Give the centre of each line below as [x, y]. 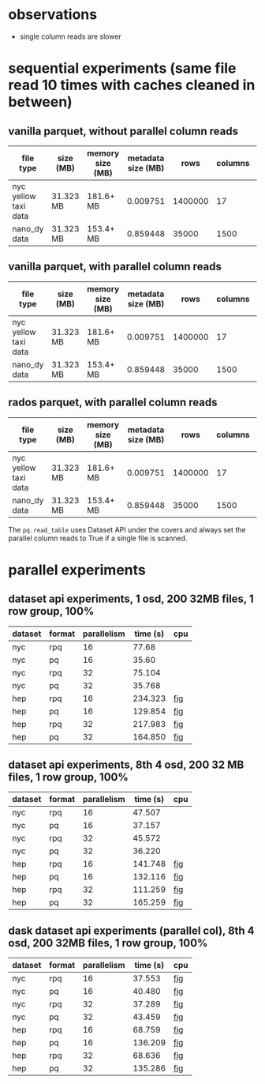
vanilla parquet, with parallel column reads [115, 267]
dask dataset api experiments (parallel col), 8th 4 [131, 930]
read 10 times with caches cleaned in [132, 85]
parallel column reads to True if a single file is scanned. [98, 538]
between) [40, 102]
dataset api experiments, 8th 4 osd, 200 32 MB [126, 764]
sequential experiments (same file [122, 68]
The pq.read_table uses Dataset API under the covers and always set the [127, 529]
